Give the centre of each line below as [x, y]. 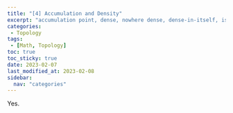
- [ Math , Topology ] [38, 45]
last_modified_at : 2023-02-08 [51, 71]
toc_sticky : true [32, 59]
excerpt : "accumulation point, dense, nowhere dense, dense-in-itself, [113, 20]
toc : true [21, 52]
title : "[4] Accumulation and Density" [65, 13]
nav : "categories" [40, 84]
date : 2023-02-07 [32, 65]
